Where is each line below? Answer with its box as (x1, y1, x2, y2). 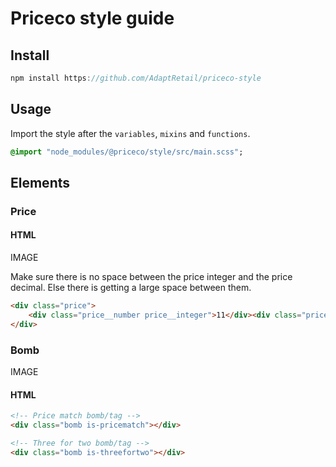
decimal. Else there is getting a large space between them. (10, 282, 252, 294)
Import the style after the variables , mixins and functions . (10, 127, 251, 139)
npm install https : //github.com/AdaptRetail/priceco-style (10, 73, 262, 83)
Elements (10, 174, 71, 191)
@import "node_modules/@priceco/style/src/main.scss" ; (10, 147, 244, 157)
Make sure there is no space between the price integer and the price (10, 271, 293, 283)
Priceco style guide (10, 7, 175, 30)
